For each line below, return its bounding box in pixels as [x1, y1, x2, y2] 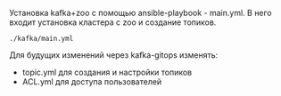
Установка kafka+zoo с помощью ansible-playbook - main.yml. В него [9, 8, 272, 18]
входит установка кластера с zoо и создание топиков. [9, 17, 217, 28]
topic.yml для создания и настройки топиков [21, 67, 193, 77]
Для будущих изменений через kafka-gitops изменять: [9, 50, 219, 60]
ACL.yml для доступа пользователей [21, 76, 162, 87]
